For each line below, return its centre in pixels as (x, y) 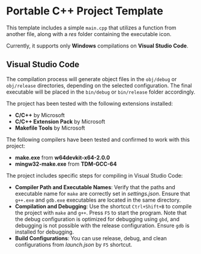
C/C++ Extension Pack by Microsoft (60, 121)
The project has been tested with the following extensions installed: (90, 103)
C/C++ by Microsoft (40, 115)
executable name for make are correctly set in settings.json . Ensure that (102, 193)
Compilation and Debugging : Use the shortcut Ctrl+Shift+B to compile (103, 206)
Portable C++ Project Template (85, 11)
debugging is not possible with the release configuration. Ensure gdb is (102, 225)
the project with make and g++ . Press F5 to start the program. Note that (101, 213)
